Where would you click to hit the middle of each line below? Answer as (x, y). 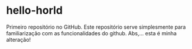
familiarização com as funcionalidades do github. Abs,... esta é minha (92, 33)
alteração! (18, 39)
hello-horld (35, 10)
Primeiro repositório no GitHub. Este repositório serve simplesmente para (96, 27)
